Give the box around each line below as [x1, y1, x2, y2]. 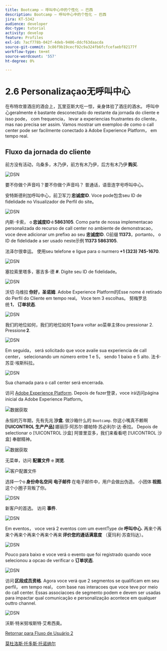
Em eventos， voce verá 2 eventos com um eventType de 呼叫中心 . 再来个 [5, 525, 158, 531]
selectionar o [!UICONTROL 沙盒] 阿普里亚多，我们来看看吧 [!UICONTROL [5, 430, 157, 435]
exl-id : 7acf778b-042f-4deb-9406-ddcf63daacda [5, 40, 104, 45]
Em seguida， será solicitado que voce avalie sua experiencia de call [5, 347, 147, 353]
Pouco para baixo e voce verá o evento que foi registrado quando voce [5, 551, 151, 557]
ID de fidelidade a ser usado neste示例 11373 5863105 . [5, 238, 118, 243]
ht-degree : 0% [5, 58, 35, 63]
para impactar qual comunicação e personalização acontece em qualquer [5, 595, 157, 600]
